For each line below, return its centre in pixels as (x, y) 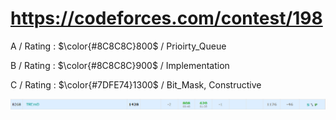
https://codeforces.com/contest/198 (166, 18)
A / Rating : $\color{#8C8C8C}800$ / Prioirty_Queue (118, 46)
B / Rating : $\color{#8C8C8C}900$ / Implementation (120, 65)
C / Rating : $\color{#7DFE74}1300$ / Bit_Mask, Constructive (136, 84)
